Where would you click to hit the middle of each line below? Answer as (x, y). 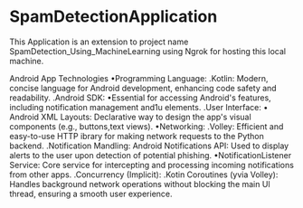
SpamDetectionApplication (114, 17)
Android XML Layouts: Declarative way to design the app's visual (130, 117)
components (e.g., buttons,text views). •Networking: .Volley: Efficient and (147, 126)
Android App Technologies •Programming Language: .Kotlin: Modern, (139, 78)
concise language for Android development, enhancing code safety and (143, 88)
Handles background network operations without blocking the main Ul (140, 184)
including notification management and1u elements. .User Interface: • (139, 107)
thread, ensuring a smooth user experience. (91, 194)
